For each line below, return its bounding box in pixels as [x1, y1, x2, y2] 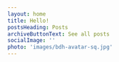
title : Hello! [7, 17, 50, 24]
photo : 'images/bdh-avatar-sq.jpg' [7, 43, 113, 51]
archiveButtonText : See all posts [7, 30, 110, 38]
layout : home [7, 10, 46, 18]
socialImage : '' [7, 37, 56, 44]
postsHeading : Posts [7, 24, 69, 31]
